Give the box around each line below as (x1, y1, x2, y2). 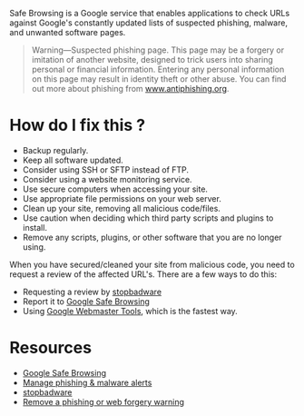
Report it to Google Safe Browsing (22, 295, 150, 307)
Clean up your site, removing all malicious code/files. (22, 203, 221, 213)
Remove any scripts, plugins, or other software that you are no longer (22, 232, 283, 243)
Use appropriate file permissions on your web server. (22, 193, 222, 203)
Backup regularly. (22, 144, 89, 155)
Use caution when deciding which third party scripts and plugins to (22, 213, 274, 223)
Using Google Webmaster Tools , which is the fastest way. (22, 305, 238, 316)
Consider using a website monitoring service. (22, 173, 192, 184)
